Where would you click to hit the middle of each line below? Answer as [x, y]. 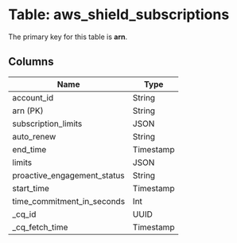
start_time [31, 188]
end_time [29, 149]
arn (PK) [28, 111]
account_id [33, 97]
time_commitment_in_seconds [69, 201]
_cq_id [24, 214]
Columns [31, 62]
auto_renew [34, 136]
